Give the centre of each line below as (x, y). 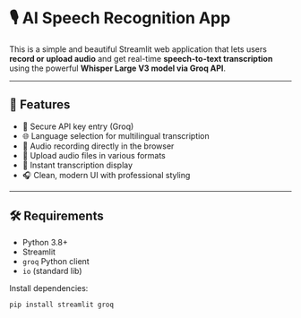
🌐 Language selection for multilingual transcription (116, 135)
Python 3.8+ (45, 242)
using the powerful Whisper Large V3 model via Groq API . (118, 68)
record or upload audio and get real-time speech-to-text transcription (141, 58)
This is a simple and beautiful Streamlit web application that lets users (138, 49)
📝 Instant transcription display (77, 165)
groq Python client (56, 261)
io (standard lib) (52, 271)
